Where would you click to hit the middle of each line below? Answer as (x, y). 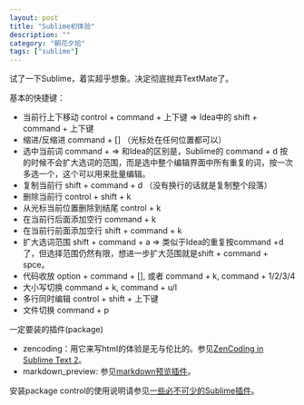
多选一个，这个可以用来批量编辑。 (86, 174)
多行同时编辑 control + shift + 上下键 (90, 299)
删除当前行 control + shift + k (77, 197)
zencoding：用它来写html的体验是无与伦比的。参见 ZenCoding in (143, 349)
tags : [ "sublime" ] (44, 52)
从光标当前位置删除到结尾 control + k (92, 208)
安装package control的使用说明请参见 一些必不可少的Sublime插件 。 (134, 390)
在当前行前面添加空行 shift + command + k (102, 231)
